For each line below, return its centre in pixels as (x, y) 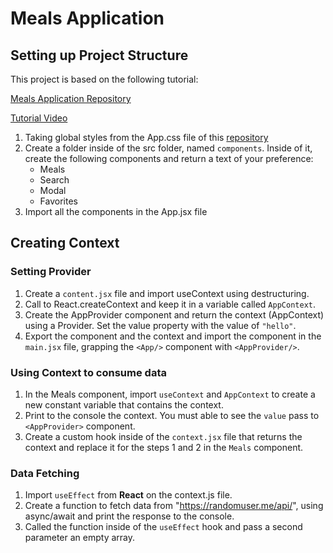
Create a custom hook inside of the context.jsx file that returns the (163, 436)
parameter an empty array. (80, 538)
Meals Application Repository (71, 98)
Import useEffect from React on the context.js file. (128, 495)
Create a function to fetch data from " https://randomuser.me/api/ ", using (174, 506)
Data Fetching (45, 473)
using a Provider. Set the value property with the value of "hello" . (160, 325)
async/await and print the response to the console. (129, 516)
